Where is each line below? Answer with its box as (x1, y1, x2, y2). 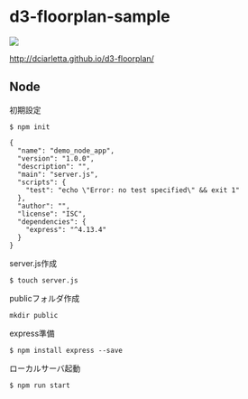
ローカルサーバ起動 (9, 363, 81, 374)
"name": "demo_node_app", (17, 146, 115, 155)
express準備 (9, 328, 56, 339)
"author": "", (17, 201, 70, 210)
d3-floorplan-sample (9, 6, 170, 27)
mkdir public (9, 311, 59, 320)
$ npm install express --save (9, 346, 124, 355)
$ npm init (9, 122, 51, 132)
